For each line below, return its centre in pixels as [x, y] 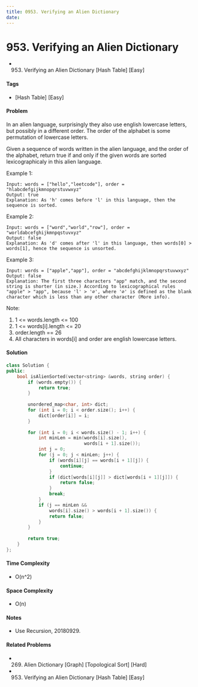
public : [16, 371]
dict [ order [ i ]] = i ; [64, 415]
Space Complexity [30, 590]
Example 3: [20, 260]
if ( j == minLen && [62, 505]
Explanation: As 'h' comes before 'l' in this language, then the [91, 200]
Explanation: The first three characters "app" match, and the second [96, 281]
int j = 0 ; [52, 449]
